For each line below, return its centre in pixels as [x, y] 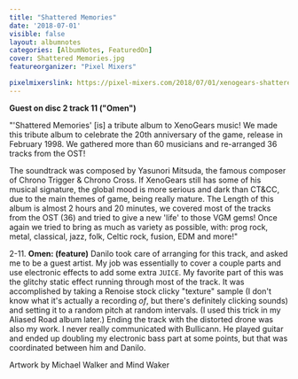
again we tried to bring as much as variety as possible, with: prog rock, [139, 227]
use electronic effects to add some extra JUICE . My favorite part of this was [146, 272]
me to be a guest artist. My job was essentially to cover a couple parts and [145, 263]
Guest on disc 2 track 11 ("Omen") [73, 108]
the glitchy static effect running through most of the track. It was [127, 282]
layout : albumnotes [45, 42]
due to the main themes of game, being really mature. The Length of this [141, 198]
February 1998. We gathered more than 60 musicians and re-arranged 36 [143, 143]
